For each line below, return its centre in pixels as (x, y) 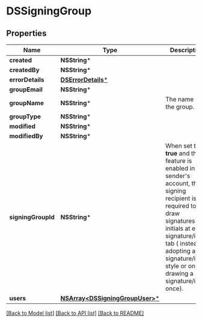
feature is (179, 161)
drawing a (179, 273)
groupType (25, 117)
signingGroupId (32, 217)
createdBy (25, 70)
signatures (180, 221)
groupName (26, 103)
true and (177, 153)
